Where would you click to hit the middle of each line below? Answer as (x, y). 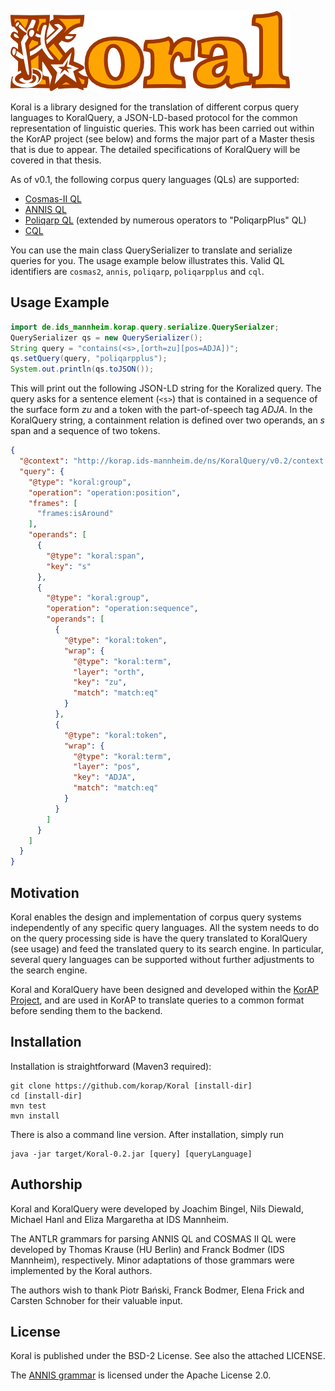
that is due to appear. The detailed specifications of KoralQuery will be (155, 149)
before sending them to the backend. (86, 1010)
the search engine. (49, 970)
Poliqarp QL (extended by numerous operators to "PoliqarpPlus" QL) (165, 220)
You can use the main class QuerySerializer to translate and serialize (151, 250)
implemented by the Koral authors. (81, 1270)
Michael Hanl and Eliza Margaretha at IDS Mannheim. (120, 1219)
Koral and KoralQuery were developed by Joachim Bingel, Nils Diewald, (157, 1208)
